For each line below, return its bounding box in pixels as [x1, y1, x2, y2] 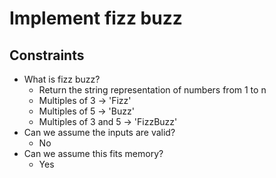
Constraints [9, 47, 85, 64]
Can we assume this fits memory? [23, 148, 164, 159]
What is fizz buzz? [23, 73, 101, 85]
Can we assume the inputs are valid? [23, 127, 176, 138]
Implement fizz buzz [9, 7, 183, 30]
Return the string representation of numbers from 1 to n [38, 84, 267, 96]
